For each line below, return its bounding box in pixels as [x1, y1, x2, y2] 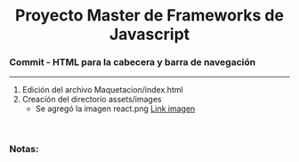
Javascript [109, 24, 190, 45]
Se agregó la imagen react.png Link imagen [35, 103, 196, 114]
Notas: [9, 143, 39, 156]
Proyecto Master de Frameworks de [14, 5, 285, 26]
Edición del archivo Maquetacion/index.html [21, 85, 184, 95]
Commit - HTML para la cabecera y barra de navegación [9, 56, 256, 69]
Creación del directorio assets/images [21, 94, 162, 105]
